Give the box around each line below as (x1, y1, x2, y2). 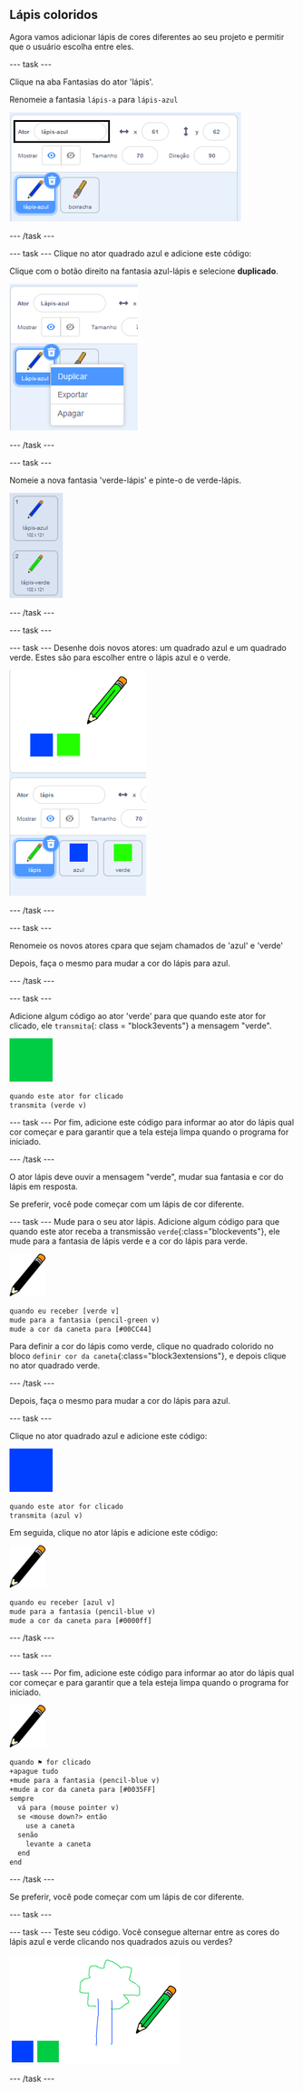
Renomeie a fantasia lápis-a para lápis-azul (9, 94, 179, 105)
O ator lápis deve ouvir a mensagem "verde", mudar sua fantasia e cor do (9, 1171, 284, 1182)
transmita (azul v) (9, 1511, 83, 1520)
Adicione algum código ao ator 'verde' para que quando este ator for (9, 1010, 267, 1021)
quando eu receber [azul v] (9, 1597, 116, 1607)
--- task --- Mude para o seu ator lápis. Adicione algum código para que (9, 1216, 279, 1226)
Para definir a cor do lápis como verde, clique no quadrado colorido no (9, 1340, 274, 1351)
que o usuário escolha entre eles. (9, 41, 134, 52)
